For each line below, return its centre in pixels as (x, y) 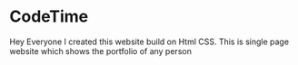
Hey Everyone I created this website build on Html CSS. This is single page (149, 42)
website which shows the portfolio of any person (101, 51)
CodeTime (49, 17)
